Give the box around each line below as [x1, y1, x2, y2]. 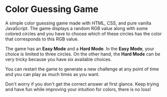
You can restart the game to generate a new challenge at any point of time [5, 66, 159, 72]
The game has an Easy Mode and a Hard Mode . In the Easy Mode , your [5, 45, 154, 51]
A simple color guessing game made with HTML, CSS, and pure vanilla [5, 20, 152, 26]
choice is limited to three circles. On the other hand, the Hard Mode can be [5, 51, 160, 57]
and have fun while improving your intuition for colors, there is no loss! [5, 86, 151, 92]
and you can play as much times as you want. [5, 71, 100, 77]
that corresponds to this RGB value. [5, 36, 79, 42]
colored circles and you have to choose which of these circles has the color [5, 30, 162, 36]
